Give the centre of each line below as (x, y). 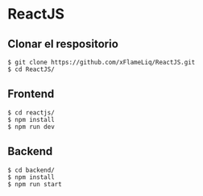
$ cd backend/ (31, 170)
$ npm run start (35, 184)
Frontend (31, 94)
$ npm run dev (31, 127)
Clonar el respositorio (63, 44)
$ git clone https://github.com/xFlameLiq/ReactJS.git (101, 62)
